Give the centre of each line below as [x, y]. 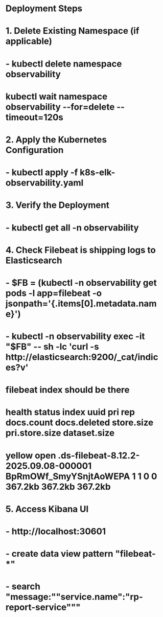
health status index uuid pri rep [70, 412]
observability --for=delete [60, 107]
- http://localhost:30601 [56, 531]
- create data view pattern [59, 554]
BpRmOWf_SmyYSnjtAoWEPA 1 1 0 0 [81, 476]
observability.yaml [45, 183]
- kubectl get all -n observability [72, 228]
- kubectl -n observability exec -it [75, 336]
